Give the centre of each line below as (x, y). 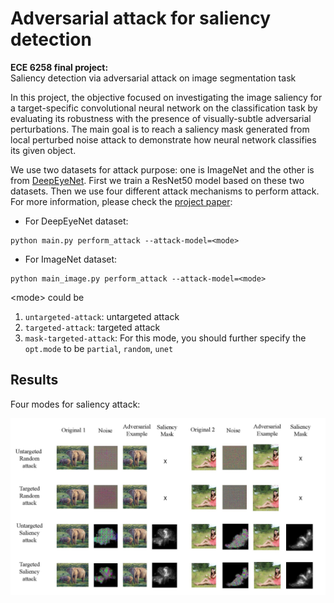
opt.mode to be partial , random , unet (99, 348)
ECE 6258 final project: (59, 67)
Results (34, 380)
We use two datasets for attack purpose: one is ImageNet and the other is (162, 169)
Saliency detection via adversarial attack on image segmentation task (153, 78)
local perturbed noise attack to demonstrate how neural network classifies (163, 139)
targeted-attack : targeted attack (92, 327)
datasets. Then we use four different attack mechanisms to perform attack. (165, 191)
